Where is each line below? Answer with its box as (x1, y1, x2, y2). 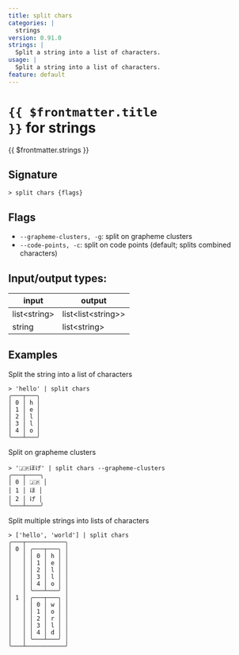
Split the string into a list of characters (8, 369, 133, 379)
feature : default (8, 71, 66, 79)
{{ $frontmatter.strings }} (8, 144, 89, 155)
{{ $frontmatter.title (8, 105, 157, 120)
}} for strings (8, 118, 97, 137)
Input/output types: (8, 272, 108, 285)
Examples (8, 349, 58, 362)
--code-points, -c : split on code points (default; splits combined (19, 240, 232, 250)
